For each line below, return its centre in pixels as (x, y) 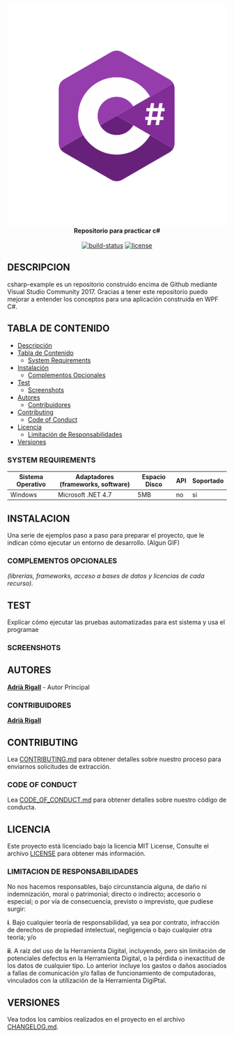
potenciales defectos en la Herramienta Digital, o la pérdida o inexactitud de (116, 958)
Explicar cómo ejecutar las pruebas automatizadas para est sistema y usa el (116, 622)
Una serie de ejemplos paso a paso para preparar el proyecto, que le (106, 535)
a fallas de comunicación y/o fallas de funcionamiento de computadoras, (111, 973)
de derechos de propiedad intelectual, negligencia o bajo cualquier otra (110, 930)
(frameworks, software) (95, 485)
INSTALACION (39, 518)
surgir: (16, 909)
